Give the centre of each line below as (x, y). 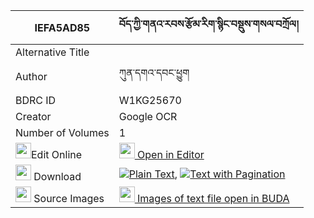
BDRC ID (36, 100)
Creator (33, 116)
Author (31, 76)
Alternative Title (52, 52)
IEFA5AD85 (62, 27)
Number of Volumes (62, 132)
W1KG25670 (150, 100)
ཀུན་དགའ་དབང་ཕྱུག (154, 72)
